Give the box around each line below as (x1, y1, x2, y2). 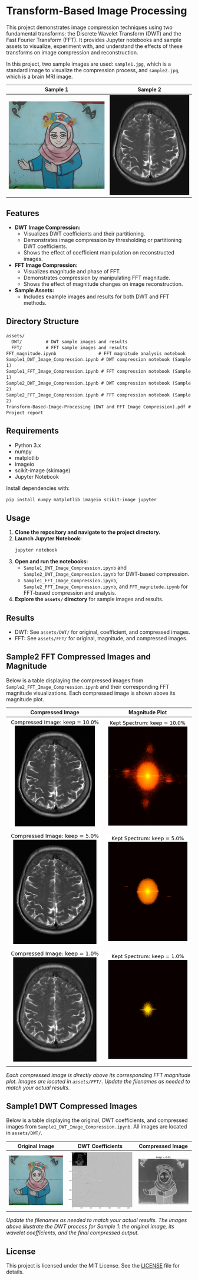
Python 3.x (14, 441, 41, 449)
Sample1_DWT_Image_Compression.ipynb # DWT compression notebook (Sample (6, 356, 192, 362)
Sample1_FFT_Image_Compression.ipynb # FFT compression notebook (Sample (6, 368, 192, 374)
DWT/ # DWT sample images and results (11, 338, 128, 344)
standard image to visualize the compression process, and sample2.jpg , (6, 66, 180, 73)
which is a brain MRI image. (6, 73, 73, 80)
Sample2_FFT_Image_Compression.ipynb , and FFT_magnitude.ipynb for (23, 583, 189, 590)
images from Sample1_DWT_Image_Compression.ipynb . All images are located (6, 1123, 187, 1130)
